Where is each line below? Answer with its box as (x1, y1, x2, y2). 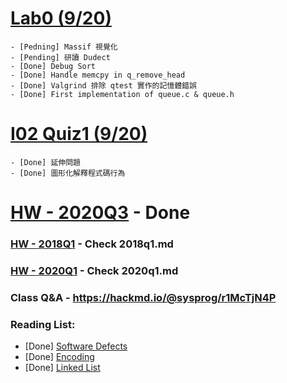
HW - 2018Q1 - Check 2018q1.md (10, 237, 174, 251)
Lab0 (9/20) (10, 7, 112, 30)
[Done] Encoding (24, 351, 95, 363)
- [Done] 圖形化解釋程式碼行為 (10, 168, 126, 178)
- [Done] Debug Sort (10, 61, 97, 71)
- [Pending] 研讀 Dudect (10, 52, 111, 62)
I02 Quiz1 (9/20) (10, 123, 148, 146)
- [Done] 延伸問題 (10, 157, 81, 167)
